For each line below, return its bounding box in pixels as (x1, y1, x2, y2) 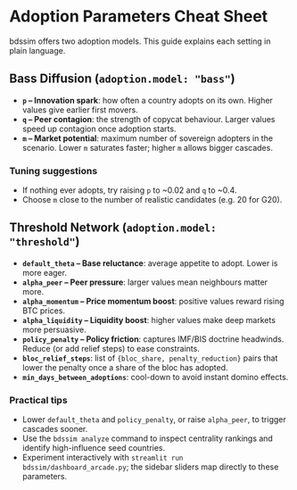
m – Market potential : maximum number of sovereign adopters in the (21, 132, 274, 144)
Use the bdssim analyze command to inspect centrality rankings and (21, 433, 274, 444)
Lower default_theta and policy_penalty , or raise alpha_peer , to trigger (21, 414, 287, 425)
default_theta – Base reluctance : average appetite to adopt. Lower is (21, 257, 278, 269)
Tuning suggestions (9, 164, 98, 177)
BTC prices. (21, 305, 65, 316)
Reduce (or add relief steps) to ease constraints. (21, 343, 201, 353)
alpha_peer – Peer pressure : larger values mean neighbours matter (21, 277, 268, 287)
